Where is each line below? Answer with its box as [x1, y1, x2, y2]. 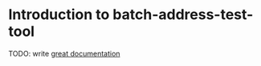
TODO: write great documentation [8, 49, 120, 58]
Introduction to [8, 6, 110, 24]
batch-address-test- [112, 6, 254, 24]
